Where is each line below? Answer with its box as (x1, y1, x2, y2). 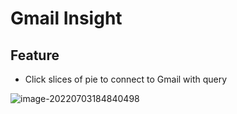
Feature (10, 47, 60, 64)
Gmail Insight (10, 7, 123, 30)
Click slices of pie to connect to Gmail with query (24, 73, 228, 85)
